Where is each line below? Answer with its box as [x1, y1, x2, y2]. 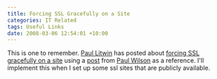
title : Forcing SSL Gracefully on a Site [7, 10, 131, 17]
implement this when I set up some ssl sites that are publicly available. [7, 64, 211, 72]
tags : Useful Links [7, 23, 65, 30]
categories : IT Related [7, 17, 77, 24]
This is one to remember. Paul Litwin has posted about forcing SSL [7, 49, 200, 57]
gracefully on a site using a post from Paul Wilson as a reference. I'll [7, 57, 204, 65]
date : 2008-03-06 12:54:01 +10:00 [7, 29, 109, 37]
